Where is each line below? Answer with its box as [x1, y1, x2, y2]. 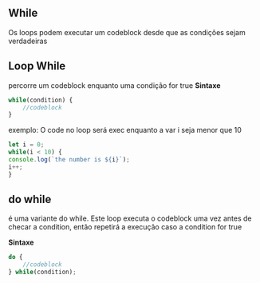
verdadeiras [8, 36, 48, 46]
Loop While [8, 59, 66, 73]
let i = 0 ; [8, 141, 45, 149]
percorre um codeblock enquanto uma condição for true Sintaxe [8, 80, 221, 90]
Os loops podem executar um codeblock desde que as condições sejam [8, 27, 246, 37]
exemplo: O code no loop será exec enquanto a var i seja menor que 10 [8, 126, 242, 135]
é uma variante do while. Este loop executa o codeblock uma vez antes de [8, 213, 253, 223]
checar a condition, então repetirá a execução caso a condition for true [8, 222, 242, 232]
